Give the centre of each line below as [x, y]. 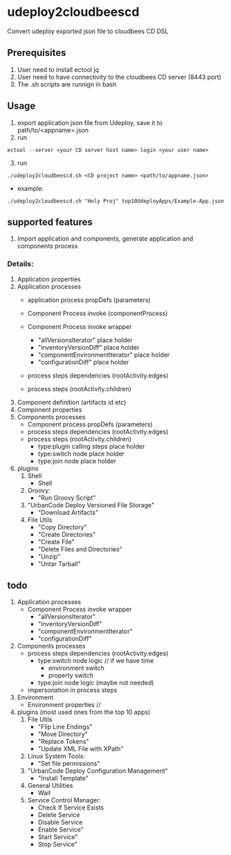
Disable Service [60, 823]
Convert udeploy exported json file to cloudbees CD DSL [88, 31]
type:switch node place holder [81, 453]
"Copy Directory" [63, 527]
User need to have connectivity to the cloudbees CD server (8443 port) [119, 77]
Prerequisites [37, 53]
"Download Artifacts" [68, 512]
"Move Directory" [63, 734]
